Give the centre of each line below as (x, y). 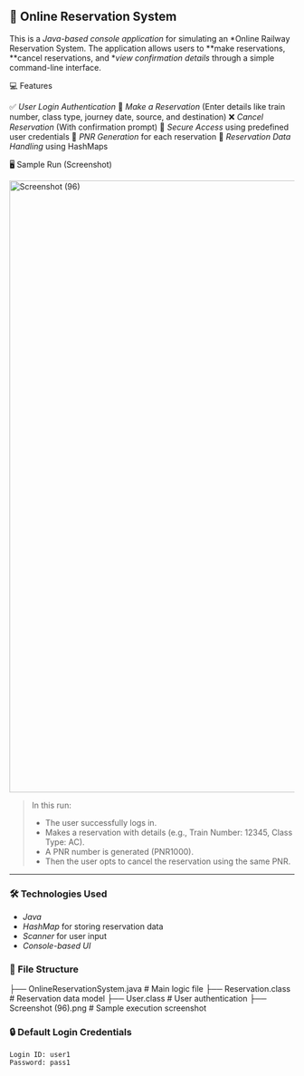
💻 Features (31, 85)
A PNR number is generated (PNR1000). (119, 851)
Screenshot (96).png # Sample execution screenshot (108, 1008)
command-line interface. (55, 67)
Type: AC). (65, 842)
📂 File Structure (44, 969)
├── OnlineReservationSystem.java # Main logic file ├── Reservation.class (150, 989)
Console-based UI (57, 946)
